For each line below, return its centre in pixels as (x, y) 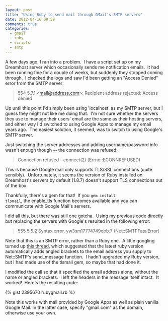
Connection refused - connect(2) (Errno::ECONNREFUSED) (79, 160)
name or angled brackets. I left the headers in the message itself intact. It (82, 277)
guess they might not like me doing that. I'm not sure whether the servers (82, 113)
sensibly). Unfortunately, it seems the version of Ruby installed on (74, 175)
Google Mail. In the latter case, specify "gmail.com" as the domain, (74, 307)
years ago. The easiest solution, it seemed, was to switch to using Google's (84, 130)
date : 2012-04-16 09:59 (30, 19)
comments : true (21, 24)
